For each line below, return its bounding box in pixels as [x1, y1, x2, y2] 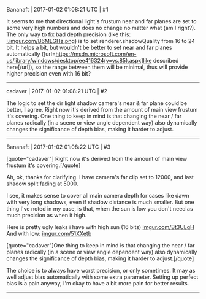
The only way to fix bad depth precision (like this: [6, 31, 131, 38]
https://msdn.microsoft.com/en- [55, 50, 137, 58]
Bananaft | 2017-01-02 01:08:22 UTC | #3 [6, 143, 111, 150]
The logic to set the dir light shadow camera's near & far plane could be [6, 99, 188, 107]
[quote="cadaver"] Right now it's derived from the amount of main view [6, 155, 188, 162]
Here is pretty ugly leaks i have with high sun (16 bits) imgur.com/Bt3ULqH [6, 223, 194, 230]
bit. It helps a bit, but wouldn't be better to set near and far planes [6, 44, 172, 51]
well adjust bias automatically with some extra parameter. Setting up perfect [6, 273, 199, 281]
